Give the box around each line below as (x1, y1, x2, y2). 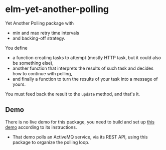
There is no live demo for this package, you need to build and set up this (5, 119, 154, 125)
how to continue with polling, (12, 70, 73, 76)
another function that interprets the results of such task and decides (12, 65, 154, 71)
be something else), (12, 60, 54, 66)
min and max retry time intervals (12, 30, 79, 36)
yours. (12, 81, 26, 87)
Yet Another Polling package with (5, 20, 74, 26)
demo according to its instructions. (5, 124, 77, 130)
